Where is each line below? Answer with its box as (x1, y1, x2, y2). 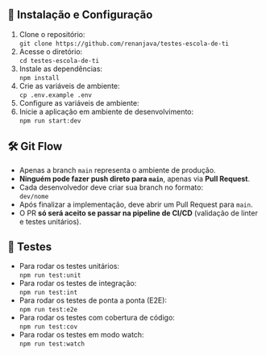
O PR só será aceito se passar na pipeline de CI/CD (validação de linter (19, 207, 259, 218)
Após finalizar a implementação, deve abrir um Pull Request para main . (19, 199, 253, 209)
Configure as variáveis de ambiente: (19, 98, 139, 107)
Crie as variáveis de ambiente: (19, 81, 120, 90)
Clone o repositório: (19, 29, 85, 39)
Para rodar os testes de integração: (19, 279, 137, 288)
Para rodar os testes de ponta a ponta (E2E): (19, 295, 167, 305)
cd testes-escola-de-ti (19, 57, 100, 65)
